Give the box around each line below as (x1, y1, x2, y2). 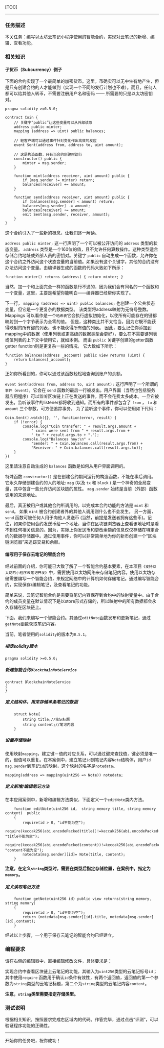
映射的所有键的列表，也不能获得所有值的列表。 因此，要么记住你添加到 (9, 325, 152, 331)
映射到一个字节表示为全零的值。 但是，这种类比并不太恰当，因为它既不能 (5, 318, 152, 325)
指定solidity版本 (5, 643, 38, 649)
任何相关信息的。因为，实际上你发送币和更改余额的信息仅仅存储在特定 (13, 527, 155, 533)
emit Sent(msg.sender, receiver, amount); (22, 212, 110, 217)
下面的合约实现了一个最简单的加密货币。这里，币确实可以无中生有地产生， (5, 78, 155, 84)
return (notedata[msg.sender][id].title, (22, 915, 108, 920)
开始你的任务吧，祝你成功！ (5, 1038, 61, 1044)
